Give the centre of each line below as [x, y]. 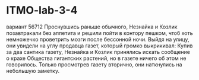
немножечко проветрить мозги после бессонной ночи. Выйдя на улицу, [98, 39]
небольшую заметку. [33, 71]
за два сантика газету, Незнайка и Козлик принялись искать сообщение [98, 52]
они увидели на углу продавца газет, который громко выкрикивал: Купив [99, 46]
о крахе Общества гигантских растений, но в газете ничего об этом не [96, 58]
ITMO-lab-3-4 [42, 10]
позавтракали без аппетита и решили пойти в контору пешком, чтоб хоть [99, 33]
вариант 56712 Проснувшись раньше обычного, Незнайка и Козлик [92, 27]
